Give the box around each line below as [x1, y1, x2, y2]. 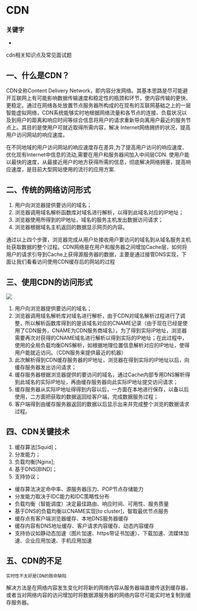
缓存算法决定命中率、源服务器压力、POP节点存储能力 [14, 485, 144, 492]
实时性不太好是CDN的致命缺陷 [6, 573, 67, 579]
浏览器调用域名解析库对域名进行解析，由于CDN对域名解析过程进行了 [14, 312, 181, 319]
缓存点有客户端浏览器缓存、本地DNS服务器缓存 [14, 514, 129, 522]
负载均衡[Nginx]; [14, 458, 55, 465]
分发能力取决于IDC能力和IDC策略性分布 [14, 493, 110, 500]
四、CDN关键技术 [6, 427, 70, 437]
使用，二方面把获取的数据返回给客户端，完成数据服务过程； [14, 393, 159, 400]
